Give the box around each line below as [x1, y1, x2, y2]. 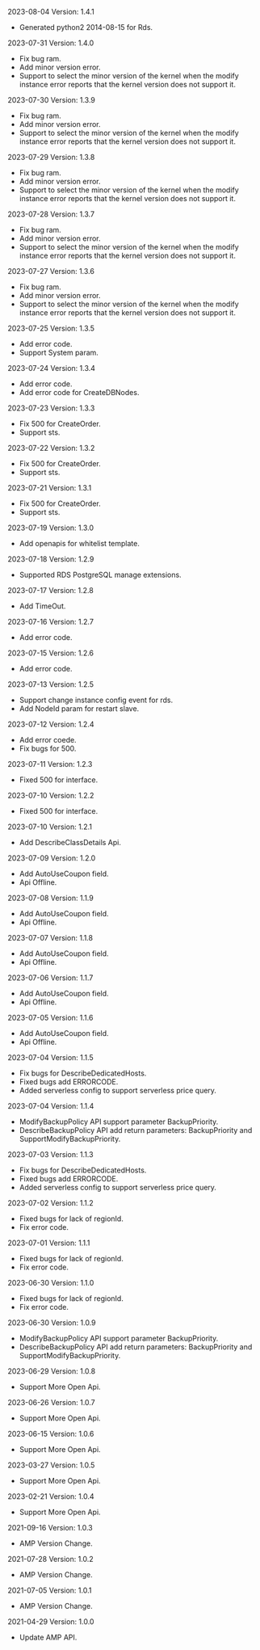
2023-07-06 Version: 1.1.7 [7, 973, 94, 983]
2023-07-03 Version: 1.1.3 [7, 1150, 94, 1159]
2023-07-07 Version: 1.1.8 [7, 933, 94, 942]
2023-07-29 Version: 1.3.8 [7, 153, 95, 162]
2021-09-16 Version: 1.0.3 [7, 1523, 94, 1532]
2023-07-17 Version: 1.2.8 [7, 586, 94, 595]
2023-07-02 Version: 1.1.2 [7, 1198, 94, 1207]
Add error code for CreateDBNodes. [19, 388, 140, 397]
